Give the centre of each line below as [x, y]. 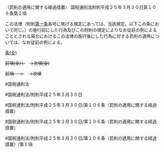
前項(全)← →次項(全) [27, 63]
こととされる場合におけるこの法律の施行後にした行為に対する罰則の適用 [78, 36]
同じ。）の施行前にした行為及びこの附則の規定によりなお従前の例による [85, 30]
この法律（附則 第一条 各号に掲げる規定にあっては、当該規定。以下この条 [78, 24]
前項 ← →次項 [23, 74]
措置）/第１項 [19, 144]
